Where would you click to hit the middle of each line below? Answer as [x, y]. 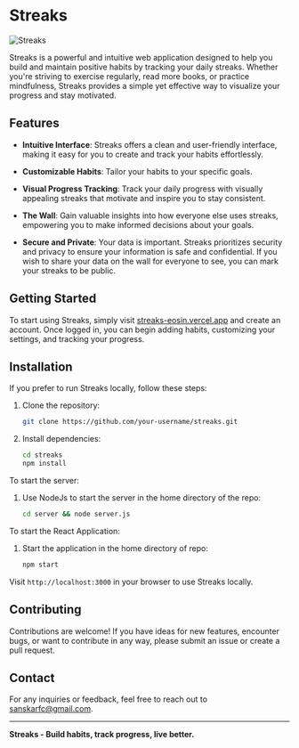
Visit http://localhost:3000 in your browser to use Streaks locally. [131, 581]
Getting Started [53, 299]
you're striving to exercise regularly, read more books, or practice [129, 76]
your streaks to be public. [69, 270]
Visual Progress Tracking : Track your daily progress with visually [142, 189]
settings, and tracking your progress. [77, 338]
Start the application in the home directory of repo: [115, 548]
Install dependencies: [61, 439]
